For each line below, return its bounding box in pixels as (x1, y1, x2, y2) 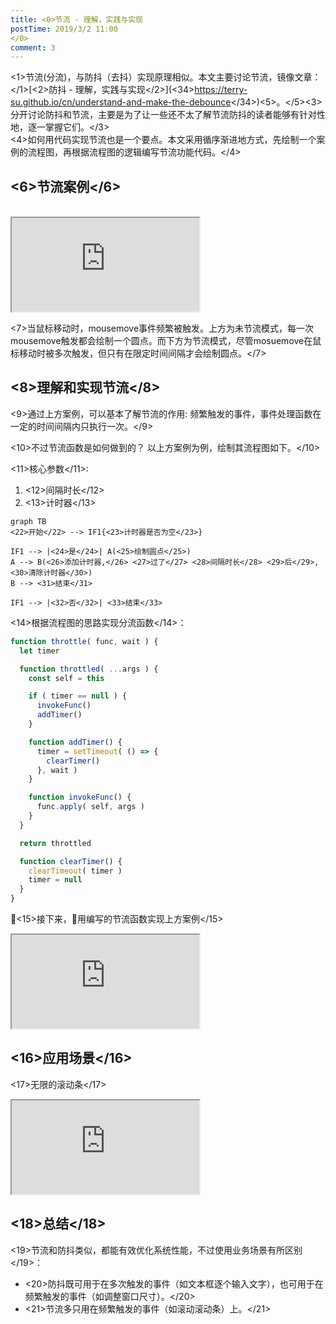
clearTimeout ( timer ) (28, 866, 123, 876)
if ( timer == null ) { (28, 691, 128, 701)
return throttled (19, 838, 92, 848)
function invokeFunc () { (28, 792, 132, 803)
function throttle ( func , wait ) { (10, 636, 159, 646)
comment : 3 (10, 42, 56, 53)
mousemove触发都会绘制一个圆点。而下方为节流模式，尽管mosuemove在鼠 (10, 335, 322, 347)
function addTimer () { (28, 737, 123, 747)
